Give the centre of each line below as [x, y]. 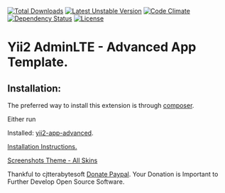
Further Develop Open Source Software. [66, 182]
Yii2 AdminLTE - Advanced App [102, 47]
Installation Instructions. [42, 147]
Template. [38, 62]
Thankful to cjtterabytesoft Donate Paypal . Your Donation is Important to [113, 174]
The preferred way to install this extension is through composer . [101, 105]
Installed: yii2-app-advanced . [50, 133]
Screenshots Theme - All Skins [53, 160]
